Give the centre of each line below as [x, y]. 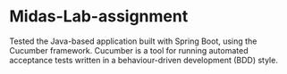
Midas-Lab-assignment [99, 16]
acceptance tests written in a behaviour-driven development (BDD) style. [144, 60]
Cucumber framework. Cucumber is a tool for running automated [129, 50]
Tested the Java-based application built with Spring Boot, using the [133, 41]
